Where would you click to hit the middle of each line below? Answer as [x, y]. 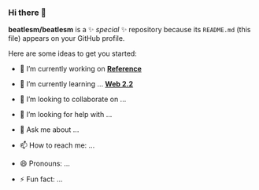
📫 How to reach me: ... [57, 145]
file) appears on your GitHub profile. [67, 38]
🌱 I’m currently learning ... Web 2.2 [76, 84]
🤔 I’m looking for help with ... [66, 115]
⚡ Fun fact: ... [41, 179]
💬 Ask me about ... [49, 130]
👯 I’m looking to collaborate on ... [73, 99]
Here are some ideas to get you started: [73, 53]
